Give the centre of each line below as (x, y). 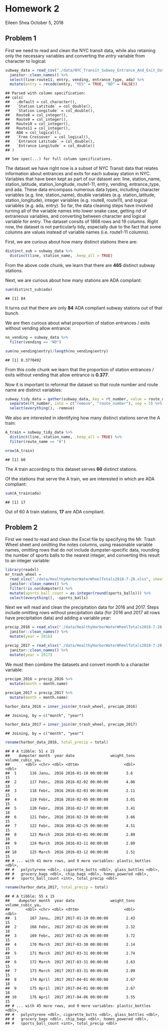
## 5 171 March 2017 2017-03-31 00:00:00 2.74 (70, 953)
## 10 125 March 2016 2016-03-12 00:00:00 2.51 (70, 852)
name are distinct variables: (34, 390)
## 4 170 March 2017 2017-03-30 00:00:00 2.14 (70, 944)
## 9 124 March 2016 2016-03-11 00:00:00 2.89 (70, 843)
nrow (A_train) (20, 451)
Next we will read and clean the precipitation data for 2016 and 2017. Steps (82, 607)
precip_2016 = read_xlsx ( (32, 627)
